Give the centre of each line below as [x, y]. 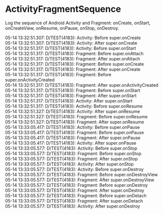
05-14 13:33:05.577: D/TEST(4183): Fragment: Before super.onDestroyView [81, 174]
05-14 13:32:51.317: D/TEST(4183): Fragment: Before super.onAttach [74, 53]
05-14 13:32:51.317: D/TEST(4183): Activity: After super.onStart [69, 101]
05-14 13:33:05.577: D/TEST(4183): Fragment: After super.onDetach [74, 201]
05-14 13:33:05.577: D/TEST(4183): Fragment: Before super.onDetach [76, 195]
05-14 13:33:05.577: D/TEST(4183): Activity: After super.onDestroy [73, 206]
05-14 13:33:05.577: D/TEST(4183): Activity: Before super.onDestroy [75, 169]
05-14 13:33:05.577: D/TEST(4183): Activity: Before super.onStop [71, 148]
